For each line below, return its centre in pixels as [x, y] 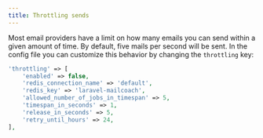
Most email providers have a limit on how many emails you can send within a [132, 38]
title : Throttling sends [49, 15]
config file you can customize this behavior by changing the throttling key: [131, 54]
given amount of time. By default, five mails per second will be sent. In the [128, 46]
